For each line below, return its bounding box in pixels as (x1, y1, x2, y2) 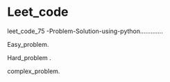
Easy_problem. (7, 40, 49, 48)
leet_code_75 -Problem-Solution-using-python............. (7, 27, 163, 35)
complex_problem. (7, 67, 60, 75)
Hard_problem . (7, 53, 52, 62)
